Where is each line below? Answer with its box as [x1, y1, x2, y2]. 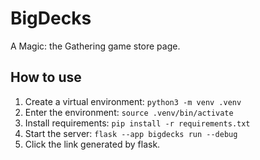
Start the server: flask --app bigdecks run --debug [24, 127, 238, 139]
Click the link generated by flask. [24, 138, 161, 150]
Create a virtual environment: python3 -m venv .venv [24, 95, 242, 107]
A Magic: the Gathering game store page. [10, 40, 181, 52]
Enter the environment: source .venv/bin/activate [24, 106, 234, 118]
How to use [10, 69, 82, 86]
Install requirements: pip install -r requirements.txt [24, 117, 251, 129]
